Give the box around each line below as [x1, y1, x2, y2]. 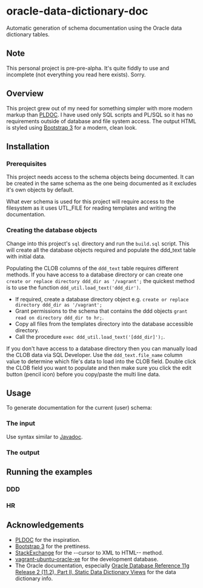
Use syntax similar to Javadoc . [6, 433, 83, 440]
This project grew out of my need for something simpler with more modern [6, 104, 193, 112]
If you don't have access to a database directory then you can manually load [6, 344, 198, 352]
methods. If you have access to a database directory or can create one [6, 271, 184, 278]
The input [6, 419, 35, 428]
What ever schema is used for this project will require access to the [6, 198, 175, 205]
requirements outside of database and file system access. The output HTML [6, 117, 197, 125]
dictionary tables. [6, 30, 50, 38]
